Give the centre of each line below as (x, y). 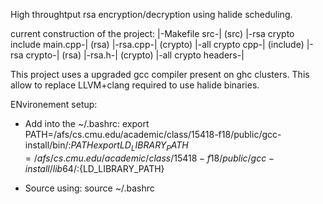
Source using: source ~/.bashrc (89, 188)
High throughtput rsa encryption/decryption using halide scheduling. (151, 14)
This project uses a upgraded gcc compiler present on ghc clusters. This (160, 74)
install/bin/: (48, 145)
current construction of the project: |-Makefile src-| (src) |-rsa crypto (152, 33)
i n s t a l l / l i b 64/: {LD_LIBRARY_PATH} (94, 168)
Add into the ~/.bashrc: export (87, 123)
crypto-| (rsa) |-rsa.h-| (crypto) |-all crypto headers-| (135, 55)
